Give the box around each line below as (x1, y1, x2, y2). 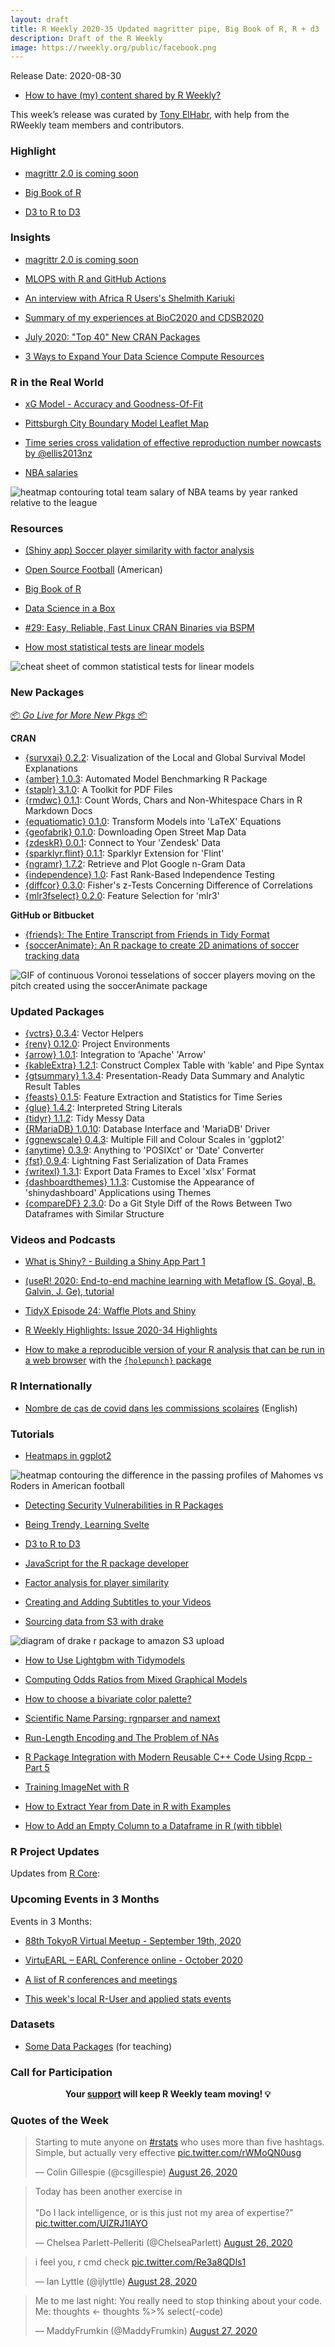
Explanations (24, 762, 78, 774)
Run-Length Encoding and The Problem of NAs (24, 1731, 220, 1743)
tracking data (24, 949, 80, 961)
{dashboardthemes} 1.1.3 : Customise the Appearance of (24, 1176, 255, 1188)
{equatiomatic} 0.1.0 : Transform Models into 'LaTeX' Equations (24, 815, 282, 827)
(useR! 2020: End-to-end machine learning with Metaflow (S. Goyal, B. (24, 1275, 316, 1287)
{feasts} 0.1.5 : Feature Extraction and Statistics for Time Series (24, 1091, 283, 1103)
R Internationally (10, 1379, 93, 1393)
